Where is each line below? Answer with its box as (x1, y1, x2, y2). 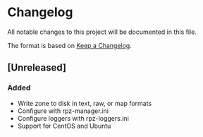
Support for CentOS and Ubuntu (17, 121, 111, 130)
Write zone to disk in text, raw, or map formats (17, 99, 152, 107)
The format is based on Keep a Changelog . (7, 41, 132, 49)
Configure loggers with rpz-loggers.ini (17, 114, 129, 122)
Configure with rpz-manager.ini (17, 107, 109, 115)
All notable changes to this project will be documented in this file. (7, 28, 197, 36)
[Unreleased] (7, 61, 67, 74)
